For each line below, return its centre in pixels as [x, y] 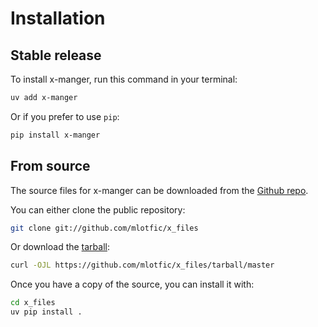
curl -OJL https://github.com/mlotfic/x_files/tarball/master [142, 265]
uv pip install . [46, 312]
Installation [58, 18]
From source [50, 166]
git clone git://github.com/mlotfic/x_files [104, 228]
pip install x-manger [55, 135]
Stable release [56, 55]
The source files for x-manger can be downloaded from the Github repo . [159, 190]
